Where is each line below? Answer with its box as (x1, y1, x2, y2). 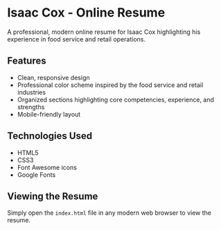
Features (7, 55, 46, 67)
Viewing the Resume (7, 190, 98, 202)
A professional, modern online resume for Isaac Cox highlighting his (7, 28, 201, 36)
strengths (17, 102, 45, 111)
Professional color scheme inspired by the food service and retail (17, 81, 204, 89)
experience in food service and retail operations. (7, 35, 146, 43)
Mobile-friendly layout (17, 110, 81, 118)
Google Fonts (17, 171, 56, 179)
